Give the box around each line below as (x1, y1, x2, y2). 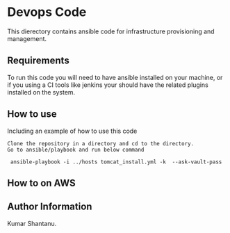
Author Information (7, 201, 92, 213)
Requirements (7, 55, 69, 67)
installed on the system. (7, 88, 76, 96)
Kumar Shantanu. (7, 219, 57, 227)
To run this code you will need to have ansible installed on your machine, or (7, 73, 223, 81)
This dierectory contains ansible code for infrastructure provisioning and (7, 27, 215, 35)
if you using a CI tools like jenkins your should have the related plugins (7, 81, 208, 89)
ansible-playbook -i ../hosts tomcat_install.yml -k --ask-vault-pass (10, 158, 222, 166)
